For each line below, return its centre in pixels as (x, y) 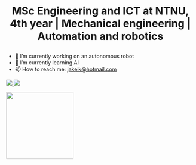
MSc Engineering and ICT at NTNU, (100, 11)
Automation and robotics (100, 36)
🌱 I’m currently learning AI (47, 63)
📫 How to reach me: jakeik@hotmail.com (66, 69)
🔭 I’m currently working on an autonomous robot (74, 56)
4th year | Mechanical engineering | (100, 24)
